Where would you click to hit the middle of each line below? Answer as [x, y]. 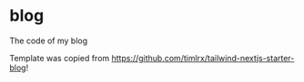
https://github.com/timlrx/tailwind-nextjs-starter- [203, 58]
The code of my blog [49, 41]
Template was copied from [60, 58]
